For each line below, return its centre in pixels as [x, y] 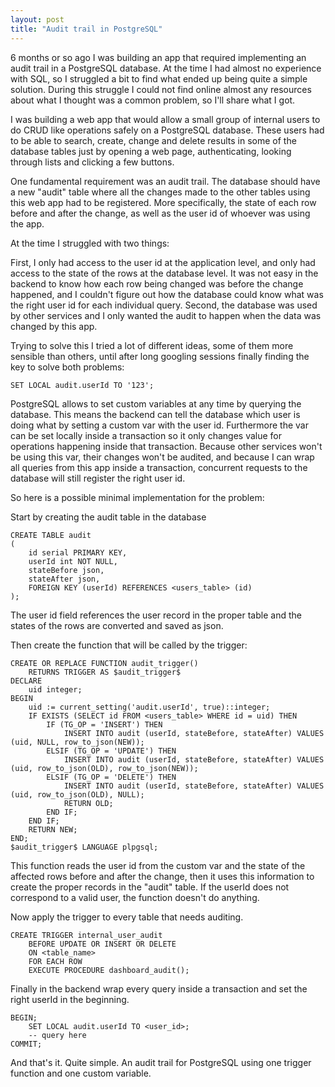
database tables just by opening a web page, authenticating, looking [151, 151]
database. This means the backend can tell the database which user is [155, 414]
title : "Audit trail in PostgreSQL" [86, 29]
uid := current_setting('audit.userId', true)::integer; [149, 707]
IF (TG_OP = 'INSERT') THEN [104, 724]
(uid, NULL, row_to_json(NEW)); [77, 742]
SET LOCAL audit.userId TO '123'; [82, 385]
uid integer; [55, 689]
